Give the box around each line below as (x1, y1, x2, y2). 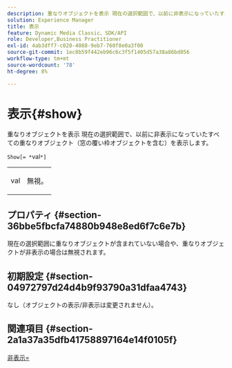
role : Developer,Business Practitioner (7, 36, 122, 43)
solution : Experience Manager (7, 17, 95, 24)
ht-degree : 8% (7, 68, 48, 75)
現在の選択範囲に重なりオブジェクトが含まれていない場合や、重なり (7, 239, 201, 248)
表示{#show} (7, 106, 83, 122)
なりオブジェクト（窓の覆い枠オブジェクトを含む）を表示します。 (25, 139, 213, 147)
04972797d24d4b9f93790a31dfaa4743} (7, 282, 188, 293)
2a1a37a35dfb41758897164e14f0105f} (7, 334, 177, 346)
